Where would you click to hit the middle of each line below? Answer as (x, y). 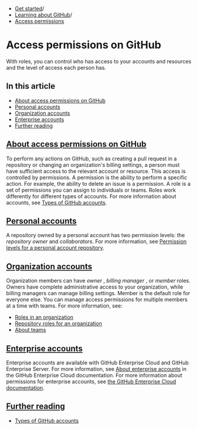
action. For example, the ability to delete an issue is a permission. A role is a (98, 183)
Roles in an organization (44, 317)
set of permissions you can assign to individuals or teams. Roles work (91, 190)
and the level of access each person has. (56, 67)
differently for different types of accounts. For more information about (91, 196)
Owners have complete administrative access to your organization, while (95, 287)
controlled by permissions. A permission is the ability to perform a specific (97, 177)
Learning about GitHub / (43, 15)
